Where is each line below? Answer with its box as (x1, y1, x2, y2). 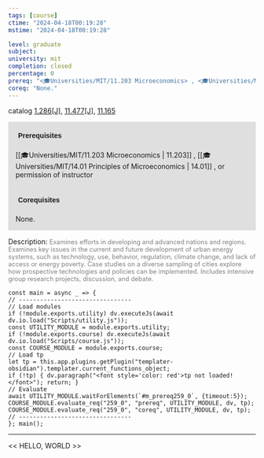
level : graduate (8, 40, 61, 48)
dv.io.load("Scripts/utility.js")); (8, 316, 128, 324)
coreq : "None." (8, 84, 58, 92)
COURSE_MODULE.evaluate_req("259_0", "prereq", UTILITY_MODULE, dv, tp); (8, 399, 255, 407)
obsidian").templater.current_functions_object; (8, 364, 170, 372)
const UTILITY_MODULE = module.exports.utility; (8, 323, 170, 331)
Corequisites (18, 195, 60, 205)
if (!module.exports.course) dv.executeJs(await (8, 330, 170, 338)
